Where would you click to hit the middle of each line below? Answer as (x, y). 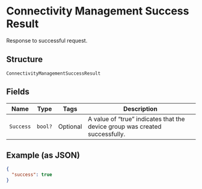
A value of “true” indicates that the (136, 119)
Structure (25, 59)
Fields (18, 92)
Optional (70, 126)
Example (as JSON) (43, 155)
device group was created (125, 126)
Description (140, 108)
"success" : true (32, 175)
